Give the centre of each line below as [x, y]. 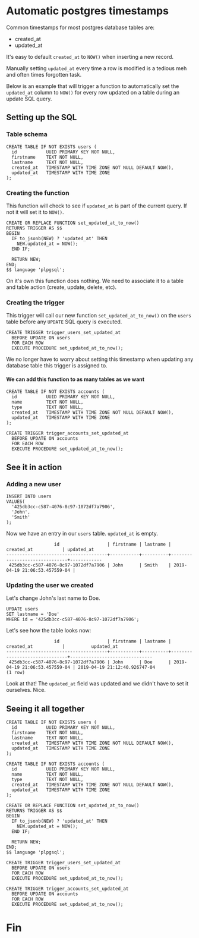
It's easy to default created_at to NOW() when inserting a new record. [90, 56]
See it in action [34, 467]
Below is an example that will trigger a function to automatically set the [93, 86]
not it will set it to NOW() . [35, 212]
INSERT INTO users [29, 497]
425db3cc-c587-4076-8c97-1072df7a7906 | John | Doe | [90, 662]
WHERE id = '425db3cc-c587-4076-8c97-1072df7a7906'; [73, 619]
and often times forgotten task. [44, 74]
